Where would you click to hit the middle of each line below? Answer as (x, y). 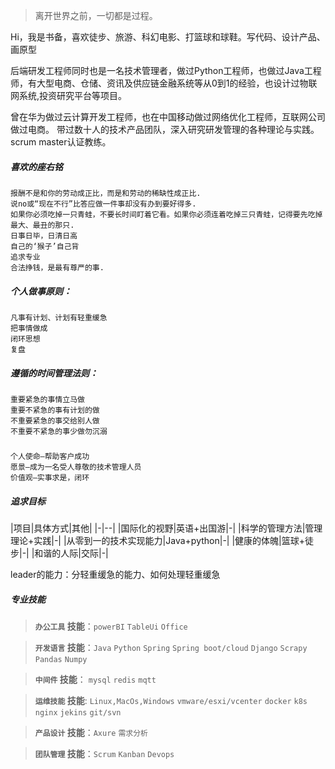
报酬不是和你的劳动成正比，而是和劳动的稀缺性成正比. (106, 193)
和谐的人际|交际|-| (71, 553)
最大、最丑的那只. (42, 225)
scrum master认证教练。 (61, 142)
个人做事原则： (41, 291)
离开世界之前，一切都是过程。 (96, 15)
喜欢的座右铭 (36, 166)
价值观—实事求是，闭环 (50, 478)
